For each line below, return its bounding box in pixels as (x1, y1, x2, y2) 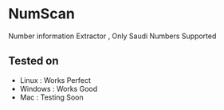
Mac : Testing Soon (19, 92, 84, 102)
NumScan (8, 5, 76, 23)
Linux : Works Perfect (19, 75, 92, 84)
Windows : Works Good (19, 84, 98, 93)
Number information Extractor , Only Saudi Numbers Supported (8, 31, 217, 41)
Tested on (8, 54, 59, 68)
